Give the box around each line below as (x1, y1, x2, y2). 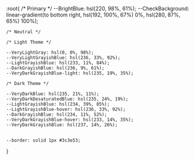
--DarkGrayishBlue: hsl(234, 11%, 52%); (6, 112, 108, 117)
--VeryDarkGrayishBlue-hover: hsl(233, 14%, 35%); (6, 117, 134, 123)
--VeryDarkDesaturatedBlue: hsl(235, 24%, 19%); (6, 96, 129, 102)
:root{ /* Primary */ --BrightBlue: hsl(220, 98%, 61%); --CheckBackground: (6, 5, 190, 12)
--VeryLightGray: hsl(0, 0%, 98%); (6, 50, 94, 55)
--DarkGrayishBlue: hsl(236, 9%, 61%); (6, 65, 105, 71)
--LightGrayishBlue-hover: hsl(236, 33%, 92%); (6, 106, 126, 112)
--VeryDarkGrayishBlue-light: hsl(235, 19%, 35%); (6, 70, 134, 76)
